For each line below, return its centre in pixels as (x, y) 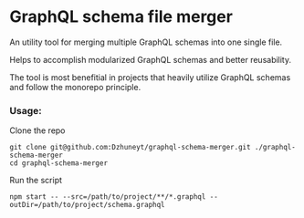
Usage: (26, 110)
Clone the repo (37, 130)
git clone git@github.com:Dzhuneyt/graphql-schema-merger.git (130, 148)
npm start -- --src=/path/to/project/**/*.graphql (108, 197)
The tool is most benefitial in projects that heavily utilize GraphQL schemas (150, 77)
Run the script (36, 181)
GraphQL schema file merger (121, 17)
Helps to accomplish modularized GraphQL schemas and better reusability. (151, 59)
